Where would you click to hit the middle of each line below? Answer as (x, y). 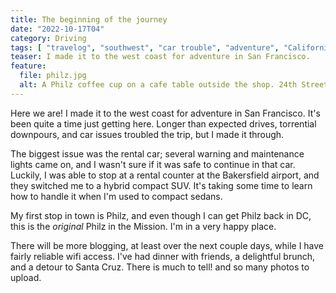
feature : (28, 66)
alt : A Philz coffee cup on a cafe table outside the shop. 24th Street (174, 85)
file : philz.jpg (53, 76)
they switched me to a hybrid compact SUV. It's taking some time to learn (161, 185)
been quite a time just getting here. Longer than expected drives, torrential (163, 123)
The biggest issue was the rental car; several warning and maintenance (157, 153)
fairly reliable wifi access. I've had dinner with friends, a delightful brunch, (163, 256)
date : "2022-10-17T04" (57, 29)
